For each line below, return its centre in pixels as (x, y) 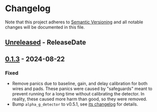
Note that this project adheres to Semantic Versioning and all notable (74, 22)
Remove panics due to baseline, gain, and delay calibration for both (80, 84)
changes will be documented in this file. (45, 27)
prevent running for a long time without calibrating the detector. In (78, 94)
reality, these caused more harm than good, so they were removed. (79, 99)
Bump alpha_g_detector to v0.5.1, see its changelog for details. (75, 104)
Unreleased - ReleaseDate (46, 43)
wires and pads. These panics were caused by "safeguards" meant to (82, 89)
